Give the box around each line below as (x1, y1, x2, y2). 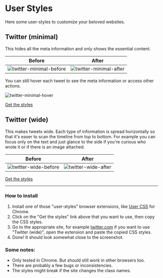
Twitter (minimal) (5, 33, 58, 41)
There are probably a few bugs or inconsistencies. (12, 263, 113, 268)
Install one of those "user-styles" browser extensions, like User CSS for (12, 204, 155, 209)
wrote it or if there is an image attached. (5, 144, 85, 150)
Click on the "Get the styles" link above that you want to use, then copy (12, 214, 155, 219)
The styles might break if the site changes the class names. (12, 268, 131, 274)
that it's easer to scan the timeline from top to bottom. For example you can (5, 133, 156, 139)
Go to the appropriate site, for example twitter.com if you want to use (12, 224, 150, 230)
